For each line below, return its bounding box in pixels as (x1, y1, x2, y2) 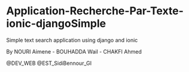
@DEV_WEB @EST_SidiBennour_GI (6, 60, 92, 67)
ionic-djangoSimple (6, 17, 106, 30)
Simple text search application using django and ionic (6, 36, 138, 43)
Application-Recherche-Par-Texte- (6, 4, 184, 18)
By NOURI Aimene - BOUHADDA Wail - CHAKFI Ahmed (6, 48, 142, 55)
